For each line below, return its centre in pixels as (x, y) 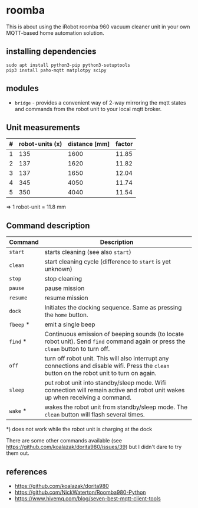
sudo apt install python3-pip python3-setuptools (68, 65)
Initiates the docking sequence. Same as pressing (113, 308)
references (27, 472)
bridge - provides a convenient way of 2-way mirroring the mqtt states (100, 102)
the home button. (66, 315)
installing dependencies (51, 52)
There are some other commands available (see (64, 441)
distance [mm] (89, 144)
